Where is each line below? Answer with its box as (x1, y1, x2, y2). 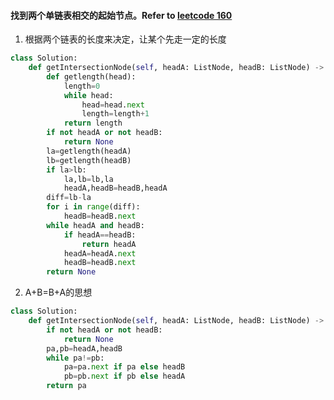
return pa (46, 381, 87, 391)
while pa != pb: (46, 353, 105, 363)
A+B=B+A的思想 (24, 286, 93, 299)
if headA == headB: (63, 230, 137, 240)
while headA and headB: (46, 220, 145, 230)
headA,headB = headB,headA (63, 183, 168, 194)
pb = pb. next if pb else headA (63, 371, 186, 382)
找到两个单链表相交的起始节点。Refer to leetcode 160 (10, 9, 233, 21)
